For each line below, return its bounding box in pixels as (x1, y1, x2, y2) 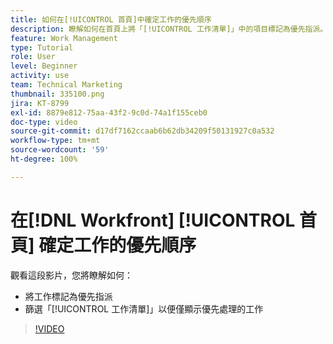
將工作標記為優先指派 (24, 290, 113, 302)
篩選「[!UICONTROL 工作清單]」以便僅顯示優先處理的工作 (24, 302, 264, 315)
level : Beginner (10, 61, 78, 71)
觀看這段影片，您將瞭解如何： (10, 269, 133, 281)
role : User (10, 52, 56, 62)
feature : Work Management (10, 33, 118, 43)
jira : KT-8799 (10, 98, 70, 108)
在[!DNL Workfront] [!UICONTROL (10, 209, 296, 231)
